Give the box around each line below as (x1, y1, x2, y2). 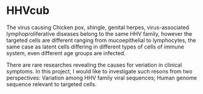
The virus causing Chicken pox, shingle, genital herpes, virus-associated (6, 24, 190, 31)
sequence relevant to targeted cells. (6, 80, 97, 88)
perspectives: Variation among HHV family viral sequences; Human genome (6, 74, 197, 81)
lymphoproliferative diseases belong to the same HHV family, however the (6, 30, 193, 37)
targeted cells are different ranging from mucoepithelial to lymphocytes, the (6, 36, 196, 44)
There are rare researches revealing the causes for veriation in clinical (6, 61, 182, 69)
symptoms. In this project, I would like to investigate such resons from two (6, 67, 193, 75)
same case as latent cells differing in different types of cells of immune (6, 43, 185, 50)
